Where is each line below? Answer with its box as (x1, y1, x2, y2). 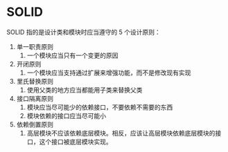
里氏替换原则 (16, 77, 53, 85)
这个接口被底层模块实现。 (39, 137, 112, 146)
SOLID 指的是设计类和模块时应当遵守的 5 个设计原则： (6, 28, 161, 36)
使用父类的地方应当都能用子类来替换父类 (26, 86, 143, 94)
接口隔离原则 (16, 94, 53, 102)
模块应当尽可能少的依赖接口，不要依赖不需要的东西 (26, 103, 173, 111)
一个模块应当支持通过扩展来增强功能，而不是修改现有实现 (26, 68, 191, 77)
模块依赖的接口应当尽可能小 (26, 111, 107, 120)
